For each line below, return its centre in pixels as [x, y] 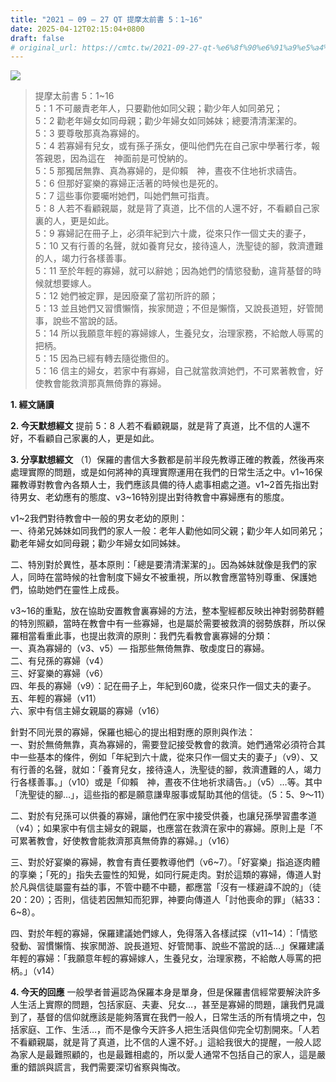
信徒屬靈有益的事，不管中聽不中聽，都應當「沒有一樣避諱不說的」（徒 [179, 887]
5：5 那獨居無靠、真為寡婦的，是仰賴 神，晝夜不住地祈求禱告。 [168, 171]
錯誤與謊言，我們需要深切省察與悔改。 [106, 1067]
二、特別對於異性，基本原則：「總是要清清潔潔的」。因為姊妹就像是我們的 [159, 565]
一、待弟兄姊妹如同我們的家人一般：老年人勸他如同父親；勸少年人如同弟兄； [168, 531]
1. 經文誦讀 [32, 405]
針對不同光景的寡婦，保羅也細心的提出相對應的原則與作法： [133, 732]
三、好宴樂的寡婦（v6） [59, 673]
